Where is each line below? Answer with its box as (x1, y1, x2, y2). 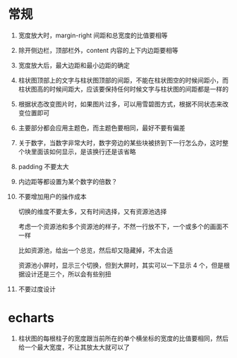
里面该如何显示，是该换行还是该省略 (30, 147, 136, 156)
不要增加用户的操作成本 (18, 192, 87, 201)
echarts (8, 310, 55, 326)
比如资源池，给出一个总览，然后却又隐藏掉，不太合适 (18, 246, 174, 254)
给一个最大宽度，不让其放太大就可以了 (18, 342, 130, 351)
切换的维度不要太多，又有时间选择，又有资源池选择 (18, 207, 167, 216)
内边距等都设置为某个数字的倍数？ (18, 177, 118, 185)
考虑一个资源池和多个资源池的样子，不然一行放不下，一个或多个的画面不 (18, 222, 229, 230)
